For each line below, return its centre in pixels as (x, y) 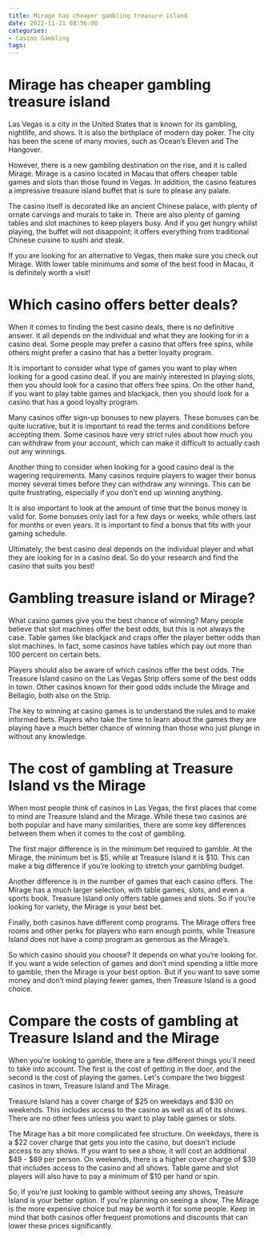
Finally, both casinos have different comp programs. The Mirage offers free (132, 922)
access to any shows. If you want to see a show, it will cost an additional (127, 1150)
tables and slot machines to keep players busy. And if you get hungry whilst (133, 223)
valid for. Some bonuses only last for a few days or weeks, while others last (132, 516)
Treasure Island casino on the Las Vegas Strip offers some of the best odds (132, 678)
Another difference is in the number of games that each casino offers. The (131, 881)
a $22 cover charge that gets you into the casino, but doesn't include (122, 1142)
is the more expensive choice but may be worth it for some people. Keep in (132, 1208)
